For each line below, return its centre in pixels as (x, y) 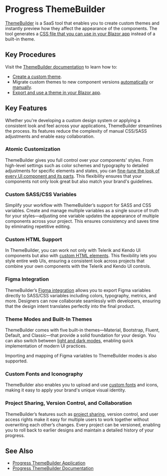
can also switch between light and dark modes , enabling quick (69, 341)
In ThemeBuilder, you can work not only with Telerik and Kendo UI (73, 250)
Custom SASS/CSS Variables (41, 194)
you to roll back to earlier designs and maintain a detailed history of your (80, 430)
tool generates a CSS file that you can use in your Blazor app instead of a (80, 34)
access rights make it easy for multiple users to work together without (77, 419)
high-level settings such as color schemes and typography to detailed (77, 165)
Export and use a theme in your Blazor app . (57, 92)
